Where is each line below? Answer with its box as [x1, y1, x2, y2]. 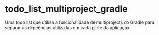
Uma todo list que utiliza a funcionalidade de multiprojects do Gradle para [5, 19, 155, 25]
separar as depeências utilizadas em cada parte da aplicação [5, 24, 129, 30]
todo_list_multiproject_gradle [5, 3, 128, 15]
